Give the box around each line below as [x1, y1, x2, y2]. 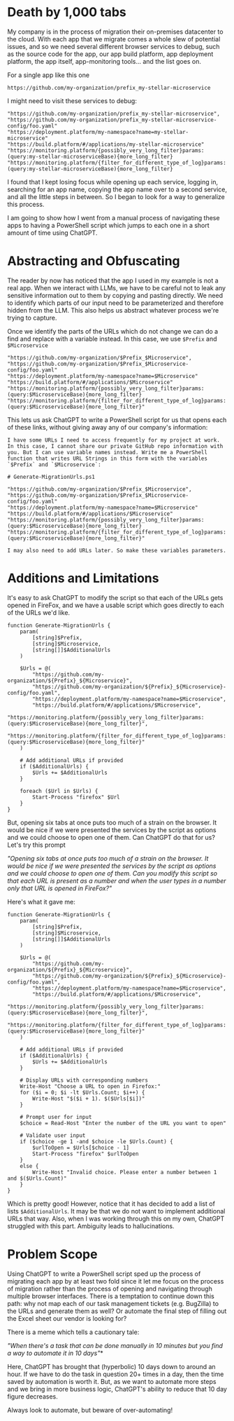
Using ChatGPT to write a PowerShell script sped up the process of [7, 1270, 201, 1278]
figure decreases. [7, 1392, 58, 1401]
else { [20, 1162, 39, 1169]
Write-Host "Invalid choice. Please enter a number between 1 [32, 1169, 217, 1176]
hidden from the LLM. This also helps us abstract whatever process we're [7, 306, 219, 314]
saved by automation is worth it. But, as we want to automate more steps [7, 1377, 217, 1385]
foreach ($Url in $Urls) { [20, 787, 98, 794]
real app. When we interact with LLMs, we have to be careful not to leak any [7, 283, 226, 292]
